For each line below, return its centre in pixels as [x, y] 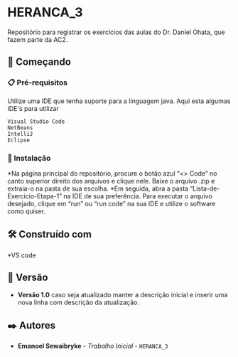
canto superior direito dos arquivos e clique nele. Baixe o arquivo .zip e [111, 181]
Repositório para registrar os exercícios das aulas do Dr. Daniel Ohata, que [116, 32]
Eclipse [19, 140]
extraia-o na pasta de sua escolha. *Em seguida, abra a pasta [98, 188]
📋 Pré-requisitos [37, 82]
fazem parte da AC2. [38, 39]
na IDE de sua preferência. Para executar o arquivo [138, 196]
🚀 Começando [39, 62]
